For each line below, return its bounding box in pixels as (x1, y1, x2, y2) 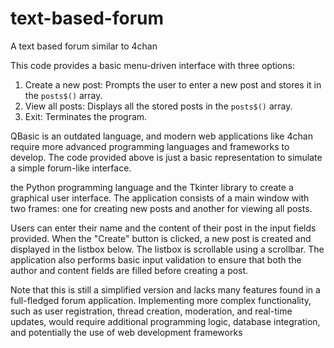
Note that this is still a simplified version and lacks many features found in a (10, 283, 321, 296)
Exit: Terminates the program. (24, 110, 148, 122)
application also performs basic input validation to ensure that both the (10, 253, 302, 266)
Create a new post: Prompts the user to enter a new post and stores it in (24, 78, 322, 91)
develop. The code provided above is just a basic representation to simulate (10, 151, 323, 163)
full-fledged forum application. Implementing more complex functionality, (10, 294, 312, 306)
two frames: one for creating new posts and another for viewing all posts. (10, 202, 313, 214)
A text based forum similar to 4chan (10, 40, 158, 52)
